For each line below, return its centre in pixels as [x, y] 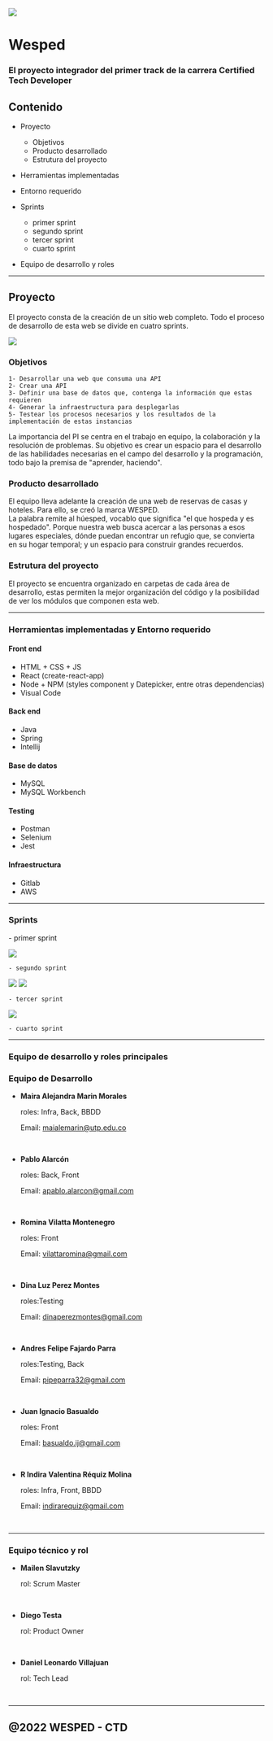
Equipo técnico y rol [48, 1550]
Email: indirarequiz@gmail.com [72, 1506]
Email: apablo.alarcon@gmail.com [77, 1191]
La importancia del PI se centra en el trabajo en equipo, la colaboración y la [134, 437]
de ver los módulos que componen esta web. [84, 600]
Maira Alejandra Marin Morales [74, 1096]
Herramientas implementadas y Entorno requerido [110, 629]
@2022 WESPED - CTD [68, 1728]
